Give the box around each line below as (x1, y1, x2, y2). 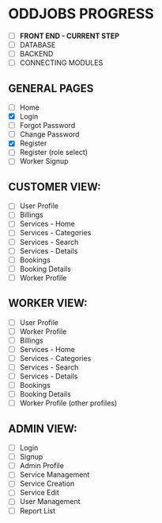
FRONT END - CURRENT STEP (19, 31, 120, 41)
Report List (19, 506, 55, 515)
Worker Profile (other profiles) (19, 398, 118, 408)
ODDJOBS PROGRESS (8, 5, 154, 23)
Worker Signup (19, 157, 69, 166)
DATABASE (19, 41, 56, 49)
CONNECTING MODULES (19, 58, 104, 68)
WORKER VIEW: (8, 296, 88, 310)
